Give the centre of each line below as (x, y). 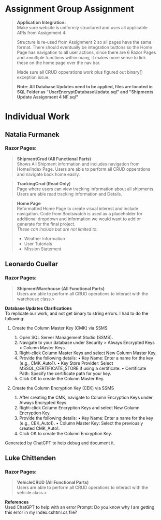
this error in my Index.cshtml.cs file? (41, 512)
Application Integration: (41, 22)
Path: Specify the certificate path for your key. (65, 373)
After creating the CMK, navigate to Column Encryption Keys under (86, 397)
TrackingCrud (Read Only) (44, 183)
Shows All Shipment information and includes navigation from (78, 164)
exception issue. (33, 77)
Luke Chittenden (30, 458)
